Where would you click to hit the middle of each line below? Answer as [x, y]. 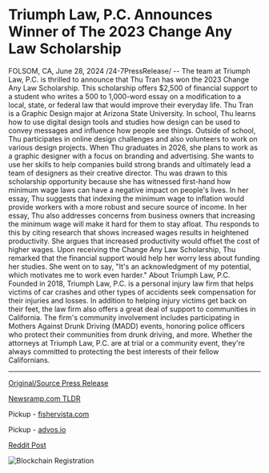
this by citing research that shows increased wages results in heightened [129, 232]
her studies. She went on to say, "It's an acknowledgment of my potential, [130, 267]
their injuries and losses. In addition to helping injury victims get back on [127, 300]
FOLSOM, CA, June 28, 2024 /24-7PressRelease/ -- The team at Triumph [129, 70]
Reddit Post [27, 445]
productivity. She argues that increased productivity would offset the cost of [134, 241]
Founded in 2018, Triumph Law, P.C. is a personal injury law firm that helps [131, 283]
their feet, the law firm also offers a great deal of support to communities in [132, 309]
